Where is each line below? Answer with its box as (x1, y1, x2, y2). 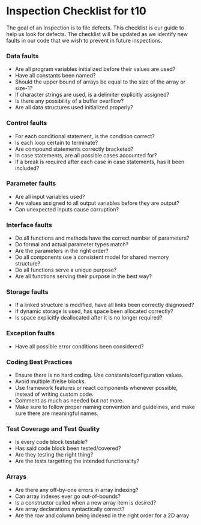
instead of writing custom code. (14, 390, 94, 398)
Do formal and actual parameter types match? (14, 241, 129, 248)
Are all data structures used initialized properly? (14, 104, 133, 111)
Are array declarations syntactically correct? (14, 505, 125, 512)
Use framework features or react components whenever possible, (14, 384, 178, 392)
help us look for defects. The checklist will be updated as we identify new (6, 30, 188, 37)
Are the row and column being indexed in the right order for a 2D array (14, 512, 190, 519)
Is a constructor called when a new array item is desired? (14, 499, 157, 506)
